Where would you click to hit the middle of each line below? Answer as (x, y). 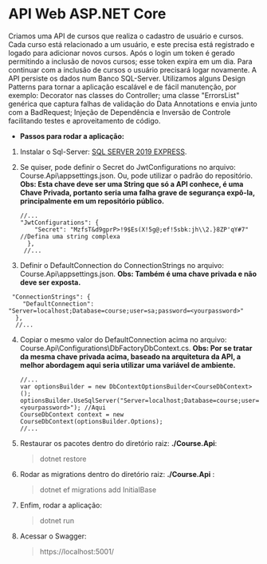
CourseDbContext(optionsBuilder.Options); (91, 421)
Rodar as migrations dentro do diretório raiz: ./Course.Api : (117, 474)
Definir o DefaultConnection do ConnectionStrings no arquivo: (122, 265)
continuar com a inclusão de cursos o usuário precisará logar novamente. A (133, 69)
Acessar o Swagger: (53, 536)
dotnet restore (63, 459)
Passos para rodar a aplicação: (72, 136)
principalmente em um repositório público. (92, 201)
